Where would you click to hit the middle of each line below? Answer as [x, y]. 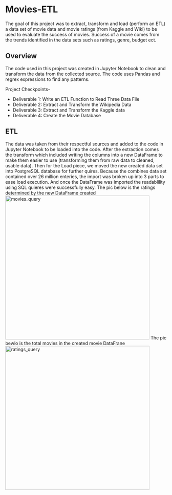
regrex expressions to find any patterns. [47, 79]
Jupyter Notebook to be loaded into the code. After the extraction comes [82, 149]
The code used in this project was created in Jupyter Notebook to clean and [85, 68]
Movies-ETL [32, 9]
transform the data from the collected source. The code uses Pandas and [83, 74]
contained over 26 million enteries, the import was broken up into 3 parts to [85, 176]
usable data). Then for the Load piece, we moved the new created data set [84, 165]
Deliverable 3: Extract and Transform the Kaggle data [69, 110]
